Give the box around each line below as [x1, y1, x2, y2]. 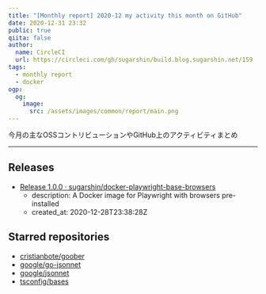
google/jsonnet [19, 268, 70, 277]
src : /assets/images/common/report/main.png [28, 108, 179, 116]
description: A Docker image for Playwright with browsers [31, 190, 220, 200]
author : [8, 41, 34, 49]
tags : [8, 63, 26, 71]
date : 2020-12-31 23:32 [8, 19, 87, 27]
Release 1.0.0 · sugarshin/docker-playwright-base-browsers [19, 181, 216, 191]
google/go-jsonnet [19, 259, 82, 269]
